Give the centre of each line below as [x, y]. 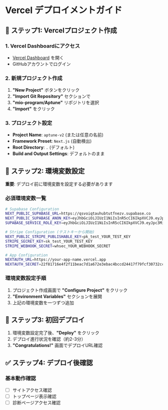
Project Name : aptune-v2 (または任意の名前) [58, 135]
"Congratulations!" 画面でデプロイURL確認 [57, 345]
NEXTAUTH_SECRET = [23, 264]
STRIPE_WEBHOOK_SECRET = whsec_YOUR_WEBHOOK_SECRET [58, 246]
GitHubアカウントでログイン [41, 64]
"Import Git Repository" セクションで [51, 96]
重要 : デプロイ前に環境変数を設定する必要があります [59, 184]
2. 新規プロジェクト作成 [34, 78]
